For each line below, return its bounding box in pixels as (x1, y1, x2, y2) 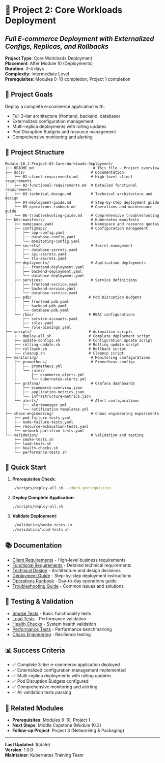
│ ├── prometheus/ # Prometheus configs (5, 359, 135, 364)
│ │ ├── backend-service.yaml (5, 286, 76, 291)
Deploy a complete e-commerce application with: (5, 103, 105, 109)
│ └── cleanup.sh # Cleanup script (5, 350, 124, 356)
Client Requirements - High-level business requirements (12, 557, 126, 563)
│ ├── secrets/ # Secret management (5, 243, 133, 248)
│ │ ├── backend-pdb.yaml (5, 303, 67, 308)
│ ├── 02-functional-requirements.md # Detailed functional (5, 183, 137, 188)
